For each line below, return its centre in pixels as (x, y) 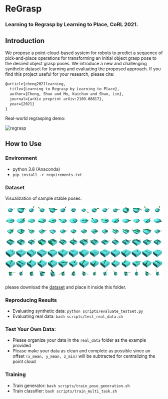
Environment (21, 158)
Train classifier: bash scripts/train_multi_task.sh (65, 391)
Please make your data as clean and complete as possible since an (81, 351)
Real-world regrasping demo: (35, 118)
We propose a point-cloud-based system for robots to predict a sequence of (84, 53)
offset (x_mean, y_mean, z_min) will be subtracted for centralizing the (84, 356)
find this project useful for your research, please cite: (60, 74)
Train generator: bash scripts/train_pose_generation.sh (71, 385)
